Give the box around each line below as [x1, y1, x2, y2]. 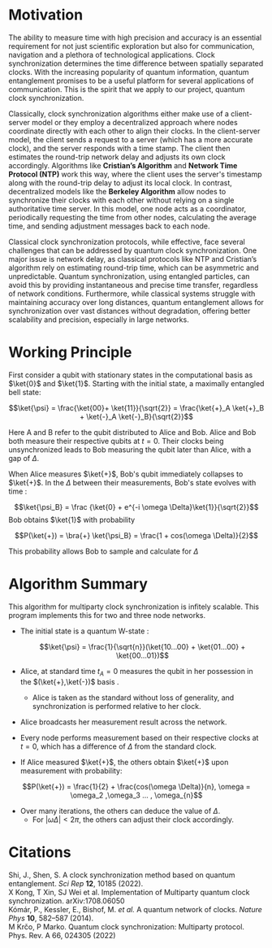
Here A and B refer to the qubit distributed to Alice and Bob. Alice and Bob [8, 427, 257, 437]
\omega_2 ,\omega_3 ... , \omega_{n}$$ [70, 790, 203, 800]
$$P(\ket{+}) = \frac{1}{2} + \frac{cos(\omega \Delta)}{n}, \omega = [22, 781, 251, 791]
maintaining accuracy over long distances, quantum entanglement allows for [8, 297, 264, 307]
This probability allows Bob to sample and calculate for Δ [8, 546, 199, 556]
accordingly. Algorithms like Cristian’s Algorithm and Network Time [8, 160, 238, 170]
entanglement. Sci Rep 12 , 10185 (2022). [8, 878, 144, 888]
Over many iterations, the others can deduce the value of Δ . [19, 806, 221, 815]
